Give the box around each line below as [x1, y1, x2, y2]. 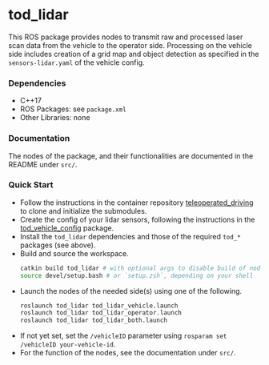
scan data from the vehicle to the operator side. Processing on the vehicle [8, 40, 252, 50]
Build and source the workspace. [19, 248, 130, 258]
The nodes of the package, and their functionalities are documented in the [8, 150, 254, 161]
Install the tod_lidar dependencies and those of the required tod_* [19, 231, 242, 241]
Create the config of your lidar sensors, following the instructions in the [19, 215, 255, 224]
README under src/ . [8, 159, 78, 169]
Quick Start [8, 179, 54, 191]
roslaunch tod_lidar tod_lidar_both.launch [19, 316, 168, 325]
